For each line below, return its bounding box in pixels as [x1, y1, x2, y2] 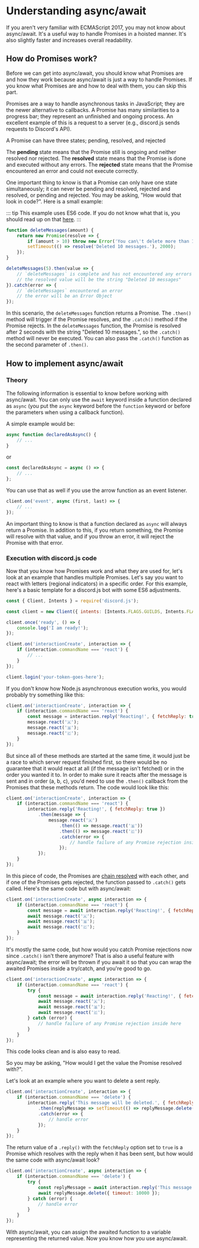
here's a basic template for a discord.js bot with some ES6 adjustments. [6, 586, 181, 593]
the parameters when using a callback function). [6, 409, 124, 416]
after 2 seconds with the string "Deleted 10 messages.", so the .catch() [6, 328, 181, 335]
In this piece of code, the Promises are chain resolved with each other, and [6, 872, 189, 879]
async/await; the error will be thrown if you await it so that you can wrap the [6, 958, 192, 965]
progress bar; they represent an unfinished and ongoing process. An [6, 112, 174, 120]
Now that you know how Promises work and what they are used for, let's [6, 567, 183, 575]
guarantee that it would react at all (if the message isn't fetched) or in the [6, 764, 185, 772]
